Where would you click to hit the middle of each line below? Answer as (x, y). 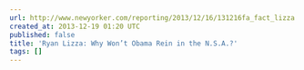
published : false (42, 35)
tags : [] (26, 52)
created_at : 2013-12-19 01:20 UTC (75, 26)
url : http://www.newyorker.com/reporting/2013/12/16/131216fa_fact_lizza (152, 18)
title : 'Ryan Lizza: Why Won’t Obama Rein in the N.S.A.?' (124, 43)
